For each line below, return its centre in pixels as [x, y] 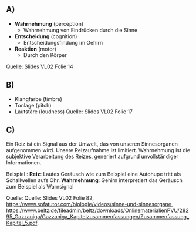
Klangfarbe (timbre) [38, 99]
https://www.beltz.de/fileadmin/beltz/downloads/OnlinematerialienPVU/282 [97, 210]
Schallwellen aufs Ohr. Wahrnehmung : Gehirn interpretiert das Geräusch [94, 180]
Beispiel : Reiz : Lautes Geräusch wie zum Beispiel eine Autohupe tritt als [94, 174]
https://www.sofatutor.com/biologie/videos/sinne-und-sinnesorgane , [89, 204]
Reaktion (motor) [36, 49]
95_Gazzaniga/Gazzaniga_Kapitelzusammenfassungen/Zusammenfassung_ [98, 217]
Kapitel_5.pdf [22, 223]
